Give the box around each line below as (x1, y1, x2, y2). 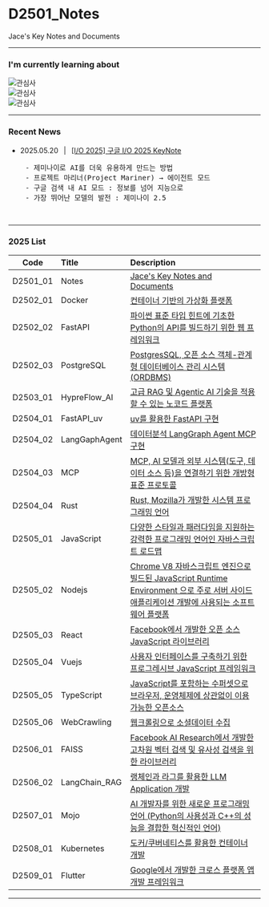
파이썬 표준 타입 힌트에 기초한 (130, 310, 235, 321)
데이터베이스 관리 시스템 (139, 361, 226, 372)
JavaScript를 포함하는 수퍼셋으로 (130, 678, 249, 689)
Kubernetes (61, 843, 105, 854)
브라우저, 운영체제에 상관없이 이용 (130, 690, 250, 701)
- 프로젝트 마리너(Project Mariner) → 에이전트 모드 (25, 173, 211, 182)
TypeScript (61, 689, 102, 700)
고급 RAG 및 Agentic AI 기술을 (130, 386, 239, 397)
